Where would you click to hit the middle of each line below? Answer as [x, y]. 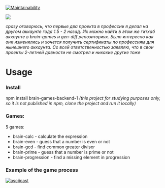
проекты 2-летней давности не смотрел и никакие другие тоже [73, 52]
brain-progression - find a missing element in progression [71, 157]
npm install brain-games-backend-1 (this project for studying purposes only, [83, 98]
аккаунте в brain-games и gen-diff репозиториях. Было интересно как [80, 37]
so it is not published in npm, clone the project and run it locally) [71, 104]
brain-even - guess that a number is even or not [61, 141]
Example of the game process [42, 170]
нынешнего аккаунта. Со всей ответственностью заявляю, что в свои [80, 47]
